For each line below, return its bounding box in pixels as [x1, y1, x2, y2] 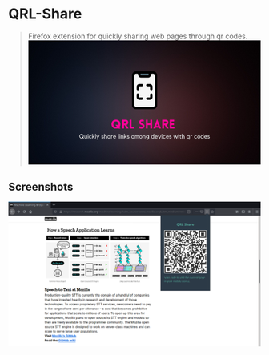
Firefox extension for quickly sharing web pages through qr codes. [27, 31, 248, 41]
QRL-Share [8, 5, 82, 23]
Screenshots [8, 180, 74, 193]
